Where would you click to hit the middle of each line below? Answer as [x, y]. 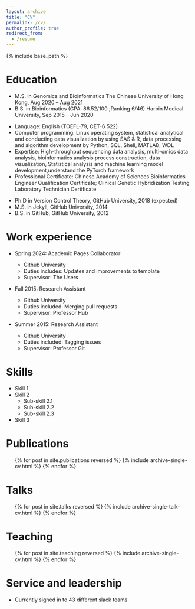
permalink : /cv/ [26, 22]
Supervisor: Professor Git [54, 348]
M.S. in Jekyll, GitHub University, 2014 [61, 207]
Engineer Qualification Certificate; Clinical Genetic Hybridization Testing [102, 183]
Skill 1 [22, 388]
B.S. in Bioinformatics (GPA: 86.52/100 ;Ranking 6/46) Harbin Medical [99, 108]
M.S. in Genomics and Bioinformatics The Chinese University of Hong [99, 96]
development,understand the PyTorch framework [74, 170]
